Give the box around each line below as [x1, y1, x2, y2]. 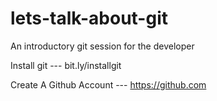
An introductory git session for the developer [10, 40, 195, 52]
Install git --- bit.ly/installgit [10, 59, 122, 71]
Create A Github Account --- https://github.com [10, 78, 207, 91]
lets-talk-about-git [10, 7, 168, 30]
